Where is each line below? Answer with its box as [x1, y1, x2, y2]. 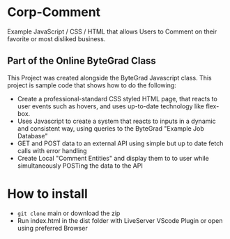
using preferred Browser [17, 224, 89, 232]
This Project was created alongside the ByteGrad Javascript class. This [7, 73, 212, 82]
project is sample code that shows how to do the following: [7, 81, 176, 89]
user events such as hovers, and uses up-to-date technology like [17, 102, 204, 110]
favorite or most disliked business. [7, 34, 106, 43]
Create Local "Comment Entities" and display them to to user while [17, 154, 209, 162]
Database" [17, 131, 48, 140]
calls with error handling [17, 146, 87, 154]
